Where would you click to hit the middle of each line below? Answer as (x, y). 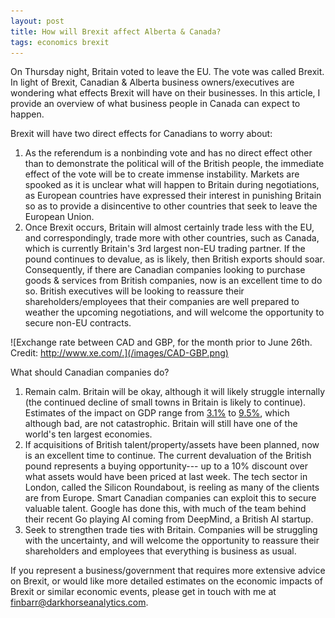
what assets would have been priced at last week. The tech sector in (166, 477)
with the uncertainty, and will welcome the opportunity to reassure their (172, 541)
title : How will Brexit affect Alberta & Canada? (116, 31)
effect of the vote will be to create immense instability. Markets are (162, 174)
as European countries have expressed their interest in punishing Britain (173, 196)
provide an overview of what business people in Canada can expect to (155, 104)
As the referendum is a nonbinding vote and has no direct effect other (168, 153)
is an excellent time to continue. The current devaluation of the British (168, 456)
